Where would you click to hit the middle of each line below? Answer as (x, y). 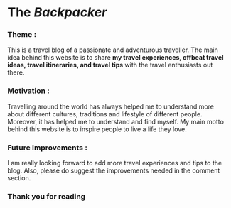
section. (19, 178)
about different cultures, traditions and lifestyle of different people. (105, 114)
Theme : (22, 35)
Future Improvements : (47, 148)
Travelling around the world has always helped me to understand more (111, 106)
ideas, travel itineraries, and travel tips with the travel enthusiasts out (110, 65)
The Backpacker (57, 12)
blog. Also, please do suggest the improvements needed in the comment (114, 170)
